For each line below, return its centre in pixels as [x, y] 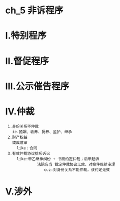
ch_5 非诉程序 [34, 10]
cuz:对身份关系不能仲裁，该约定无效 [77, 170]
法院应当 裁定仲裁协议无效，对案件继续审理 [76, 164]
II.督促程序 [27, 61]
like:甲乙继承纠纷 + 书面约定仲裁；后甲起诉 [58, 159]
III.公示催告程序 [37, 86]
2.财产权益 [18, 137]
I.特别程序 [26, 36]
